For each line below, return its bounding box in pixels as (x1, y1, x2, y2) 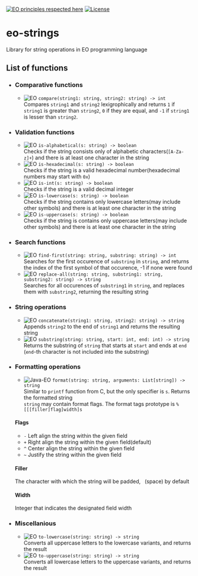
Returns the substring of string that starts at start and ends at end (23, 341, 187, 349)
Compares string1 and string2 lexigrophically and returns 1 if (23, 101, 175, 108)
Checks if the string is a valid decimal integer (23, 185, 134, 193)
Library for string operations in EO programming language (6, 46, 148, 53)
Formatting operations (14, 363, 81, 371)
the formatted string (23, 394, 73, 401)
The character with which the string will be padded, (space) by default (14, 478, 190, 485)
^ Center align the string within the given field (23, 445, 135, 452)
